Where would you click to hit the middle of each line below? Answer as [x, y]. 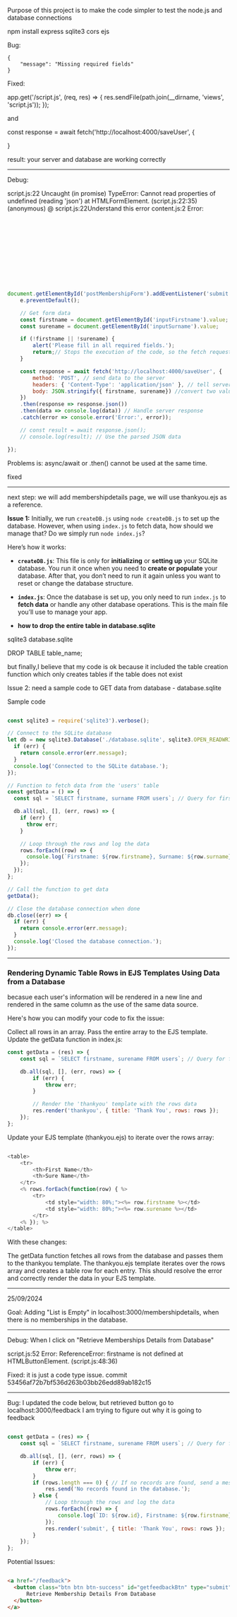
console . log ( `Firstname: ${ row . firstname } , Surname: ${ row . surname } [129, 857]
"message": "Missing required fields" [77, 64]
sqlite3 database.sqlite [40, 639]
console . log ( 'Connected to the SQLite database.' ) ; [91, 766]
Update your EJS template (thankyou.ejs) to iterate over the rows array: [111, 1137]
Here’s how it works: [37, 547]
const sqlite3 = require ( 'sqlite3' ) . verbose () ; [79, 721]
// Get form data [45, 313]
